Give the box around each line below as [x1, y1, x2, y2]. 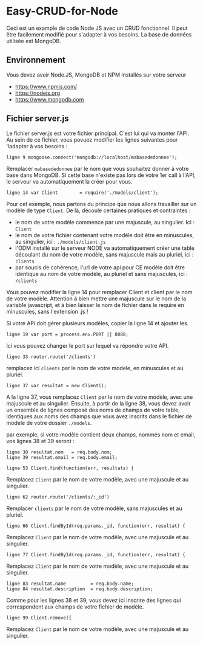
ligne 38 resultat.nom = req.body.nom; [6, 449, 113, 455]
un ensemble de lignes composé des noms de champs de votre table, [6, 406, 181, 413]
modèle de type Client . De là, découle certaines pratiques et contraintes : [6, 207, 191, 214]
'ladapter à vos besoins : [6, 142, 68, 150]
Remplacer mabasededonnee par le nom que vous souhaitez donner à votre [6, 165, 189, 172]
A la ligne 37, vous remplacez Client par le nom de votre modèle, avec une [6, 393, 193, 401]
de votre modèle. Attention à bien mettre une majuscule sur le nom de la [6, 295, 187, 302]
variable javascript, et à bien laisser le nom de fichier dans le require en [6, 301, 185, 308]
